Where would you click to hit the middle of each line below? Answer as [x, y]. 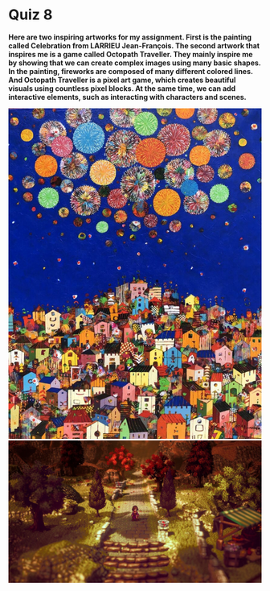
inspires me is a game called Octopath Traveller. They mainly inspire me [131, 54]
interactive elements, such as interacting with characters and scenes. [127, 97]
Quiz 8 [31, 15]
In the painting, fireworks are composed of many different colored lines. [131, 71]
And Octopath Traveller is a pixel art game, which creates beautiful [122, 80]
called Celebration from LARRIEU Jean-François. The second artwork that [134, 45]
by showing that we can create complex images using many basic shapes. [135, 63]
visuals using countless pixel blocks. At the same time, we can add [122, 88]
